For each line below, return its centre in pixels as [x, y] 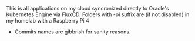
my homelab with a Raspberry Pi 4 [48, 20]
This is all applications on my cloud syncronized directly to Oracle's [88, 8]
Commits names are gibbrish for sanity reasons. [73, 32]
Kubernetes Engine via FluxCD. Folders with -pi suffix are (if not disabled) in [98, 14]
